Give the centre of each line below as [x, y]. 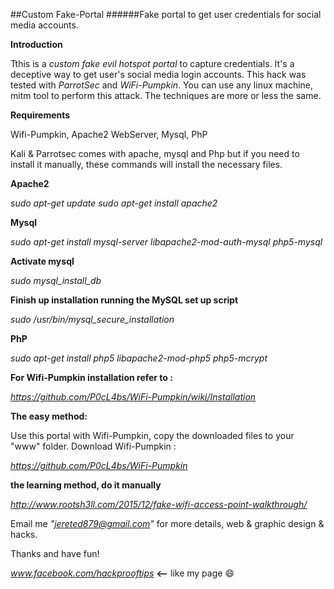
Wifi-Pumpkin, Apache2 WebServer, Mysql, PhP [109, 134]
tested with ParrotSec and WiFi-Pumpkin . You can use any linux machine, [162, 85]
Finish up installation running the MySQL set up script [124, 300]
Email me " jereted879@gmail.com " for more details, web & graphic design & [167, 523]
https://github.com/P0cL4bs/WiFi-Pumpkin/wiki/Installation [133, 397]
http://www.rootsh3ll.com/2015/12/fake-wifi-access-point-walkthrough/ [159, 504]
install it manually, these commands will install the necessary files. [146, 164]
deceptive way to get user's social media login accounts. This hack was [158, 74]
